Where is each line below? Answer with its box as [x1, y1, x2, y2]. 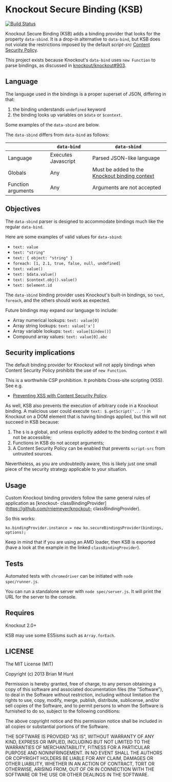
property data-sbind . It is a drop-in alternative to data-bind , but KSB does [5, 36, 160, 42]
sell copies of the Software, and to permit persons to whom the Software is [5, 702, 164, 709]
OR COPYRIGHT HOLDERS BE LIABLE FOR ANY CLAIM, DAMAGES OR [5, 755, 154, 761]
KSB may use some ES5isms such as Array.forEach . [5, 632, 116, 638]
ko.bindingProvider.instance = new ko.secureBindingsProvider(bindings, [5, 525, 164, 531]
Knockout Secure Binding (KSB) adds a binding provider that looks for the [5, 30, 161, 36]
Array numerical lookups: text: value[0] [12, 317, 100, 323]
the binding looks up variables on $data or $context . [12, 111, 122, 118]
